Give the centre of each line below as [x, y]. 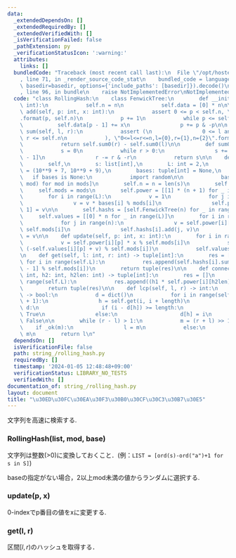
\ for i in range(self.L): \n [63, 262]
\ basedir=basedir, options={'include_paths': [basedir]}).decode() [122, 86]
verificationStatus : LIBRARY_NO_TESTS [71, 373]
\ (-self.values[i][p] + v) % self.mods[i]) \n [89, 249]
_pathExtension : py [42, 46]
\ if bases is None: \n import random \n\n [102, 177]
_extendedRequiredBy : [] [50, 27]
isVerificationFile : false [53, 347]
